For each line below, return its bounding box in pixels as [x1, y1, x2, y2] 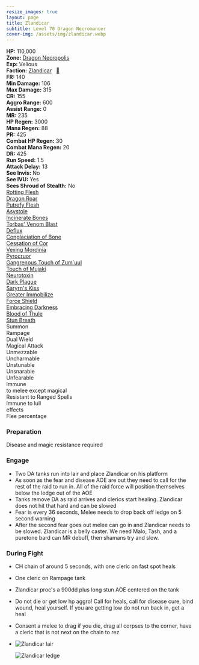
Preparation [6, 428, 42, 436]
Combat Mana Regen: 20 [6, 144, 70, 151]
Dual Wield [6, 336, 33, 343]
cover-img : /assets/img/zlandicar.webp [6, 31, 106, 37]
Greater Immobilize [6, 291, 54, 298]
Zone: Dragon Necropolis [6, 54, 70, 61]
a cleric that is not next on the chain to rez [14, 629, 120, 636]
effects [6, 406, 24, 413]
